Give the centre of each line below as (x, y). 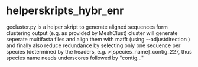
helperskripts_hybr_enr (65, 11)
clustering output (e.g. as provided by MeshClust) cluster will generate (92, 33)
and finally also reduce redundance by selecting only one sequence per (93, 45)
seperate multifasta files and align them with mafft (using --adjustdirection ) (98, 39)
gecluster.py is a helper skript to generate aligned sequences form (87, 27)
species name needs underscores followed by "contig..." (75, 58)
